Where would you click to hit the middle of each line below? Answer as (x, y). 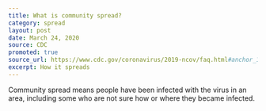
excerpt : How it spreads (49, 67)
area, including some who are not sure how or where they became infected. (132, 98)
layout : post (30, 30)
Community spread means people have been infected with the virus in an (127, 90)
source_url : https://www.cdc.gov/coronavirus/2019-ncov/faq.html (118, 60)
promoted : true (33, 52)
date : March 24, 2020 (44, 38)
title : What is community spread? (65, 15)
